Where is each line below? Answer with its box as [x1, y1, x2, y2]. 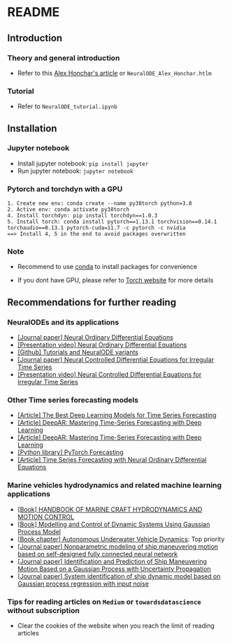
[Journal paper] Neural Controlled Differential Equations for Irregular [17, 356, 215, 364]
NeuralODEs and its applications [7, 317, 119, 327]
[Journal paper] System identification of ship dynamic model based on [17, 572, 222, 580]
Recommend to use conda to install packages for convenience [17, 263, 198, 271]
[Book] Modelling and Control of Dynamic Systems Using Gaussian [17, 520, 210, 528]
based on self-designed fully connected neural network [17, 549, 178, 558]
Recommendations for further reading [7, 296, 177, 308]
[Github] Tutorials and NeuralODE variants [17, 348, 138, 356]
